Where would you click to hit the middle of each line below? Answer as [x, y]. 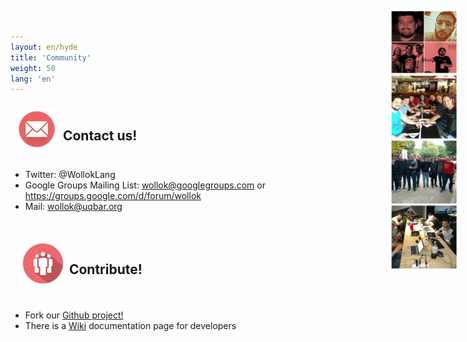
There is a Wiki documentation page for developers [130, 325]
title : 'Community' [51, 57]
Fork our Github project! [74, 315]
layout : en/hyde [44, 47]
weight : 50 [33, 68]
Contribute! [105, 269]
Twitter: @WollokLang [70, 175]
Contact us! [100, 135]
